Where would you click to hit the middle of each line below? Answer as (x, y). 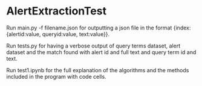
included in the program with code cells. (57, 76)
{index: (182, 28)
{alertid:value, (24, 34)
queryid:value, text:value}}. (76, 34)
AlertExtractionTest (57, 11)
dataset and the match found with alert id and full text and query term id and (101, 52)
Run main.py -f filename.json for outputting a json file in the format (89, 28)
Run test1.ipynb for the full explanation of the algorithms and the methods (98, 70)
